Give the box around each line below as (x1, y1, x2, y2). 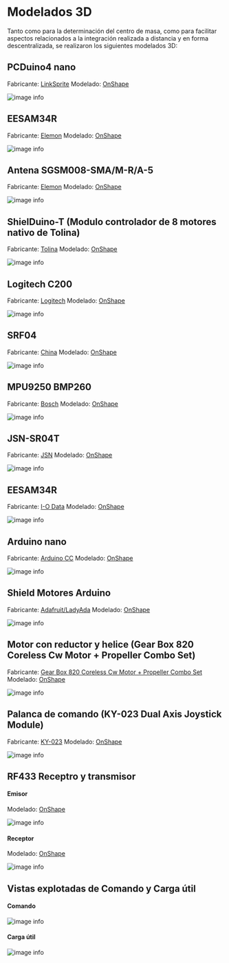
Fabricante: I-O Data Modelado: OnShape (7, 503, 125, 511)
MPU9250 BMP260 (7, 381, 91, 393)
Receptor (7, 834, 34, 843)
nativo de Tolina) (7, 226, 80, 238)
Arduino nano (7, 536, 67, 548)
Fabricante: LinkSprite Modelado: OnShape (7, 80, 129, 88)
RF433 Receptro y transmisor (7, 770, 136, 782)
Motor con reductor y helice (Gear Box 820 (7, 639, 194, 651)
